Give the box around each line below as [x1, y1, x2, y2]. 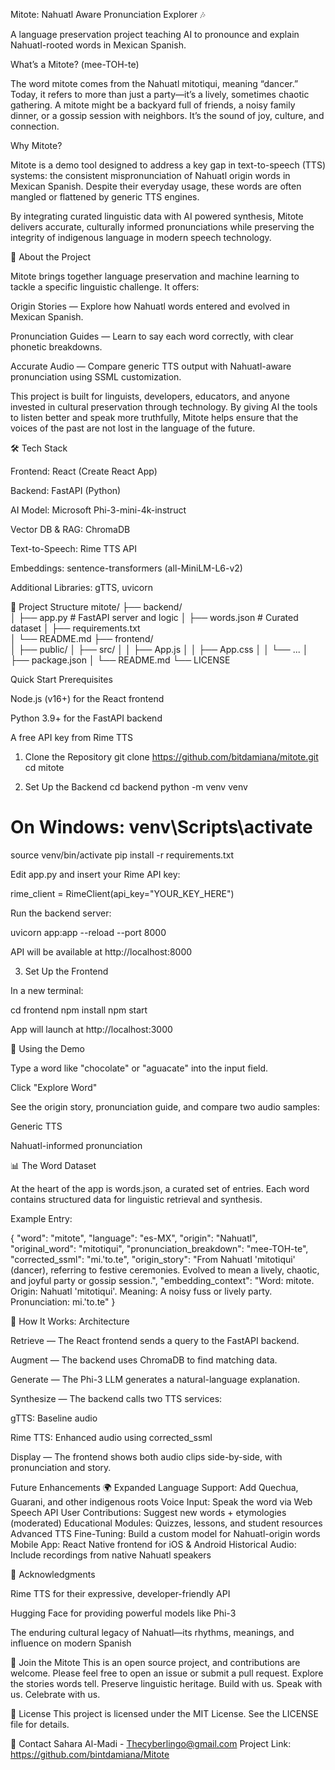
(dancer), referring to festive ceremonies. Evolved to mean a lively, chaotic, [10, 1264, 320, 1276]
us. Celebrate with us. [10, 1688, 101, 1700]
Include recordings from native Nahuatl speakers [10, 1549, 212, 1561]
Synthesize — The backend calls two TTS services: [10, 1392, 223, 1404]
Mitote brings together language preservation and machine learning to [10, 270, 300, 282]
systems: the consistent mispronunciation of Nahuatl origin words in [10, 170, 291, 181]
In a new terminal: [10, 984, 84, 996]
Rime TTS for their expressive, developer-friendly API [10, 1587, 231, 1599]
